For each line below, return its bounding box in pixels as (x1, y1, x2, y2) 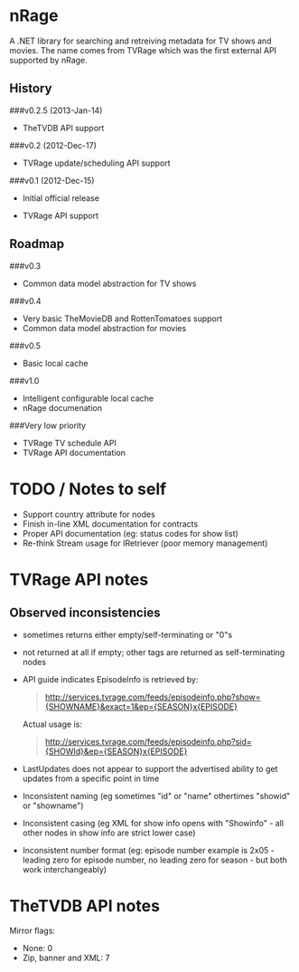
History (9, 81, 52, 96)
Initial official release (22, 192, 99, 204)
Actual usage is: (22, 719, 83, 729)
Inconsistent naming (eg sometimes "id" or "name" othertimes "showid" (22, 790, 291, 801)
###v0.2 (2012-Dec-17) (9, 139, 98, 150)
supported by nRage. (9, 54, 88, 65)
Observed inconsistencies (9, 605, 161, 621)
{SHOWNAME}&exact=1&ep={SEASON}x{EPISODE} (44, 700, 238, 711)
